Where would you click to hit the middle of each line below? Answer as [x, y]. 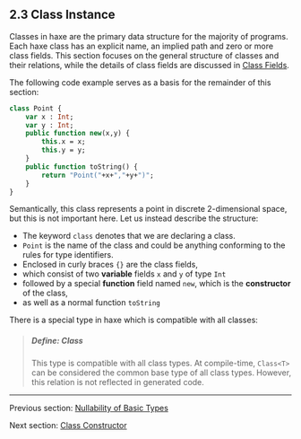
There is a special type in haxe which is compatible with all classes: [133, 320]
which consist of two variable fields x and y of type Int [124, 274]
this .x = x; [64, 142]
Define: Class [57, 341]
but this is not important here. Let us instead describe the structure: [134, 218]
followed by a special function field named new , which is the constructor [156, 284]
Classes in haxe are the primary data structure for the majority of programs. [149, 36]
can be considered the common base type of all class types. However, [161, 373]
